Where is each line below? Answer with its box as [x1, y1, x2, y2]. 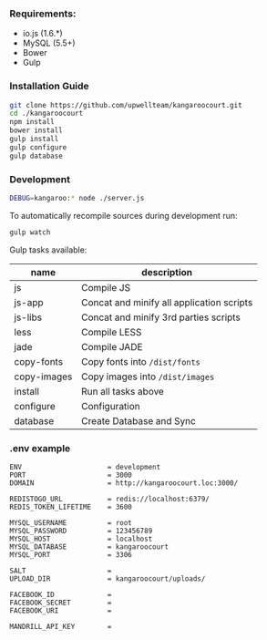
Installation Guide [9, 80, 89, 93]
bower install [9, 126, 64, 135]
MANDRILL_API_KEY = [9, 623, 112, 632]
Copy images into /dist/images [81, 370, 215, 383]
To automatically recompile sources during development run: [9, 210, 238, 221]
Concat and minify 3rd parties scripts [81, 311, 241, 324]
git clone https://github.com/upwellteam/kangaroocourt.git [9, 100, 243, 109]
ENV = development [9, 463, 161, 472]
